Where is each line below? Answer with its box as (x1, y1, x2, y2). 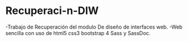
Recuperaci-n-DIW (5, 4, 99, 17)
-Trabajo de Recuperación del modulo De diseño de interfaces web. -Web (5, 23, 183, 30)
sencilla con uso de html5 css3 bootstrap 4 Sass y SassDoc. (5, 29, 151, 36)
